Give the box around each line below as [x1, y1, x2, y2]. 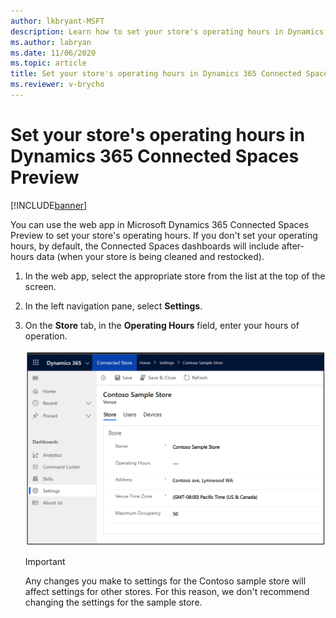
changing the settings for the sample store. [24, 596, 203, 609]
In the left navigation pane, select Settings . [24, 300, 203, 312]
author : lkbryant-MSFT [10, 16, 105, 26]
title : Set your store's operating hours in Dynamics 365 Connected [10, 69, 302, 79]
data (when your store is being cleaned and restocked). [36, 250, 265, 262]
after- [281, 240, 305, 252]
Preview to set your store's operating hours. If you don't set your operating [10, 229, 318, 241]
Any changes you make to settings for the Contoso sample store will [24, 575, 307, 587]
